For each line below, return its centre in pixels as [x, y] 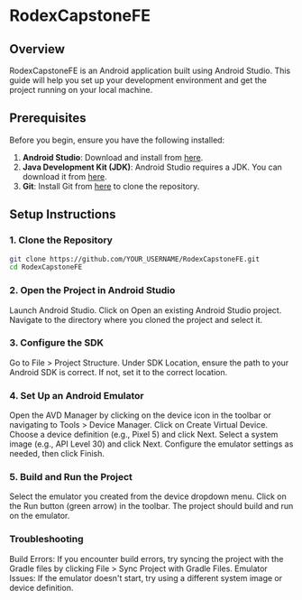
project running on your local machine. [81, 90]
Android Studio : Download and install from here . [113, 157]
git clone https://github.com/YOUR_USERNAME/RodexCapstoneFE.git [134, 259]
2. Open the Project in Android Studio [92, 291]
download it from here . [64, 176]
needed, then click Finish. [57, 454]
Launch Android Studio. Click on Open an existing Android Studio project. [146, 310]
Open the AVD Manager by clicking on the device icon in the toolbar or [141, 415]
